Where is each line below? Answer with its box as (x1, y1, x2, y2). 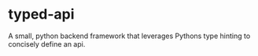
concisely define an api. (8, 39, 86, 48)
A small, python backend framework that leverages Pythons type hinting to (8, 31, 251, 40)
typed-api (8, 5, 75, 23)
